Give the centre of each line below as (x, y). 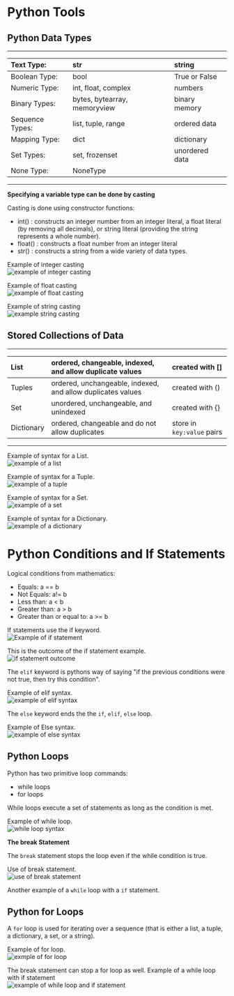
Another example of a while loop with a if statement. (84, 890)
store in (184, 423)
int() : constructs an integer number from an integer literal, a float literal (119, 221)
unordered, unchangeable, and (101, 403)
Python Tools (46, 12)
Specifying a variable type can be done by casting (81, 194)
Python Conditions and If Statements (116, 554)
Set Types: (28, 155)
